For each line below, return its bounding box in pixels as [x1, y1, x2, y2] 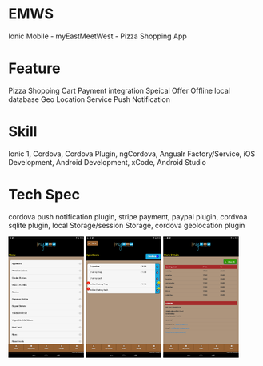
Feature [8, 59, 61, 78]
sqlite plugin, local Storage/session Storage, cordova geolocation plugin [8, 220, 245, 230]
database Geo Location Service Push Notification [8, 94, 170, 104]
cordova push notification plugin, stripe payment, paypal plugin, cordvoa [8, 211, 248, 221]
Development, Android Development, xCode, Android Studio [8, 157, 206, 167]
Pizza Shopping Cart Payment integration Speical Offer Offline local [8, 86, 230, 95]
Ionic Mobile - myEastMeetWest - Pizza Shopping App [8, 31, 188, 41]
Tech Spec [8, 186, 80, 203]
